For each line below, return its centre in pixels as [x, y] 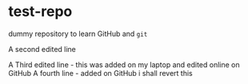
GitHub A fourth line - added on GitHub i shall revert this [101, 73]
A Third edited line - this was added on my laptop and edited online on [124, 64]
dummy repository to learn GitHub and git [78, 34]
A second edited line [42, 49]
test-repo [40, 12]
